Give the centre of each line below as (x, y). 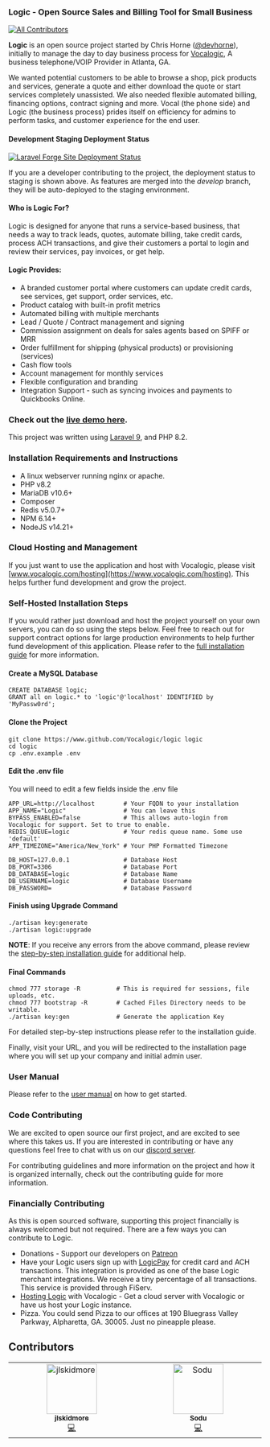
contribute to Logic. (41, 1238)
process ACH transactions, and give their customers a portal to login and (129, 243)
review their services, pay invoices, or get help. (86, 251)
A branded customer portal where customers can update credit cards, (136, 287)
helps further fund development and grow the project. (97, 582)
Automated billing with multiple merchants (90, 313)
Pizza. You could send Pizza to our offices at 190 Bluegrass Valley (129, 1313)
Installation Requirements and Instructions (93, 458)
